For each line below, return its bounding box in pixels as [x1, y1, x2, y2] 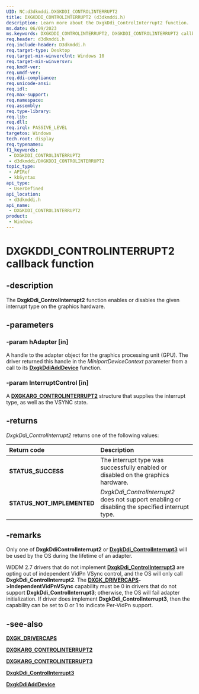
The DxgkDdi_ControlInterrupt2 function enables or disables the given [6, 296, 179, 303]
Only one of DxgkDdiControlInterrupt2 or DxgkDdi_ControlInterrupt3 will [6, 546, 188, 553]
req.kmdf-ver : [6, 64, 41, 70]
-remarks [6, 530, 41, 541]
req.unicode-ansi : [6, 81, 52, 87]
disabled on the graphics [100, 470, 169, 479]
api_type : [6, 180, 31, 186]
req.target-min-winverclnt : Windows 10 [6, 53, 105, 59]
